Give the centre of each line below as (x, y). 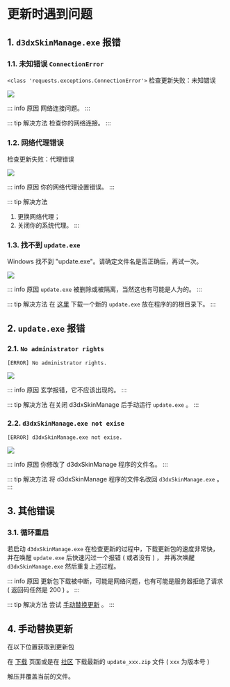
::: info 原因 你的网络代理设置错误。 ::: (61, 187)
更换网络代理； (39, 217)
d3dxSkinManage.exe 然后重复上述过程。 (64, 566)
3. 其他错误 (31, 510)
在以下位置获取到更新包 (41, 647)
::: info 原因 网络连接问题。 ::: (49, 108)
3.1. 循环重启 (28, 532)
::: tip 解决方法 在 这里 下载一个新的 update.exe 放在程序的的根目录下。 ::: (112, 304)
